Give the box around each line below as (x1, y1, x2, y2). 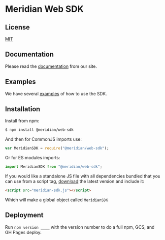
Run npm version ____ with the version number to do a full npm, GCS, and (5, 224, 155, 230)
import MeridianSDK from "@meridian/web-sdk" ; (5, 164, 102, 169)
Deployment (5, 211, 44, 219)
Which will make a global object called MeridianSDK (5, 197, 108, 203)
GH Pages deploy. (5, 229, 42, 235)
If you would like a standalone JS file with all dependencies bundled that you (5, 173, 161, 179)
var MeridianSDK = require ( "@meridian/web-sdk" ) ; (5, 146, 109, 151)
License (5, 23, 30, 31)
